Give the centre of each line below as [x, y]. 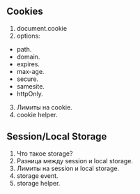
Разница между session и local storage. [75, 161]
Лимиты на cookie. [44, 107]
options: [28, 36]
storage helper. [38, 183]
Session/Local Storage [57, 136]
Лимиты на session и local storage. [68, 168]
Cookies [25, 12]
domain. [28, 57]
